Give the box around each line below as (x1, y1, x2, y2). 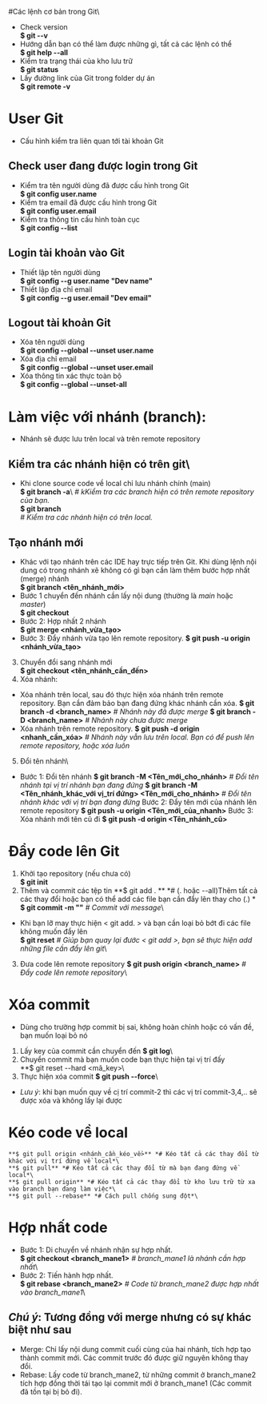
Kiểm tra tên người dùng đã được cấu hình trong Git (19, 180, 189, 190)
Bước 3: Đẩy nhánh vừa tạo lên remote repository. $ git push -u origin (19, 633, 250, 643)
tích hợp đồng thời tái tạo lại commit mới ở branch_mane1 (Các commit (19, 1378, 252, 1388)
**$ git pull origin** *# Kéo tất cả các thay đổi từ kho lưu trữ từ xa (8, 1178, 256, 1186)
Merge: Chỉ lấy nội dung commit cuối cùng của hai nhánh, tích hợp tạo (19, 1344, 252, 1354)
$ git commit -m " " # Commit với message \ (19, 903, 164, 912)
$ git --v (19, 31, 48, 40)
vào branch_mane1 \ (19, 1287, 86, 1297)
